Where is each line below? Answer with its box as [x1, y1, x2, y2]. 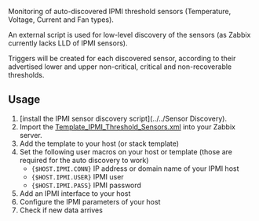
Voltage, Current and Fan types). [8, 15, 114, 24]
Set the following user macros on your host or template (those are [19, 147, 233, 156]
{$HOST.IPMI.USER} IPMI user [31, 172, 124, 181]
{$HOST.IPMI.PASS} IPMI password [31, 180, 141, 190]
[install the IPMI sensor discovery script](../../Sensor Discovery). [19, 114, 228, 123]
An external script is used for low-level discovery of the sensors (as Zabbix [8, 31, 251, 39]
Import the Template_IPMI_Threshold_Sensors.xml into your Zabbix [19, 121, 235, 132]
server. [19, 130, 43, 139]
